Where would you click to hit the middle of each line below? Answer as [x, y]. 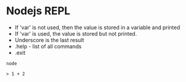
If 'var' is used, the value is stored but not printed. [76, 33]
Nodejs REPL [38, 11]
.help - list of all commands [48, 46]
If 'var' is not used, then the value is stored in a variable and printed [97, 27]
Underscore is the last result [49, 40]
